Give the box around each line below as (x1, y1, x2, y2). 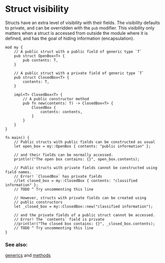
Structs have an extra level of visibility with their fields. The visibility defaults (5, 20, 160, 26)
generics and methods (5, 252, 51, 259)
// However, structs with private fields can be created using (14, 195, 147, 200)
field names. (5, 170, 32, 175)
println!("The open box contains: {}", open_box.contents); (14, 156, 140, 162)
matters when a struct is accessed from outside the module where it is (5, 30, 148, 36)
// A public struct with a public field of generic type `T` (14, 49, 142, 54)
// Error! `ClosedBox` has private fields (14, 174, 102, 179)
